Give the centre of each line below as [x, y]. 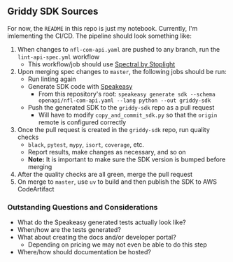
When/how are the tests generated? [69, 230]
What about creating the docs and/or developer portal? [97, 238]
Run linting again [52, 79]
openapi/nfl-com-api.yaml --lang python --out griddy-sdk [125, 101]
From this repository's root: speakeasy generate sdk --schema [127, 94]
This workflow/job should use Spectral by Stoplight [101, 64]
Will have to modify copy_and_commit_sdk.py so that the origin [128, 115]
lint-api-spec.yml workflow [58, 57]
